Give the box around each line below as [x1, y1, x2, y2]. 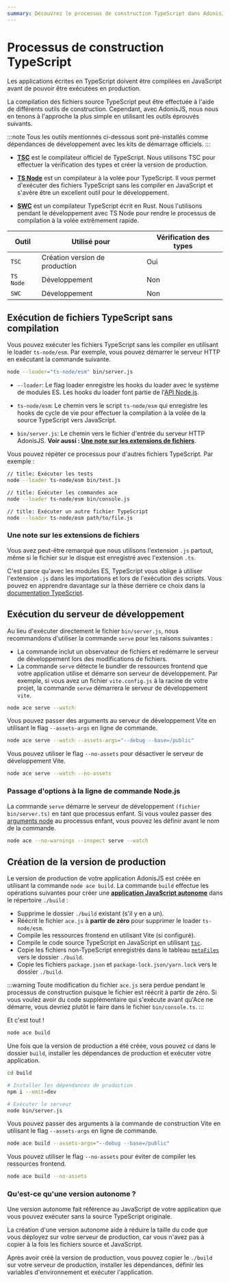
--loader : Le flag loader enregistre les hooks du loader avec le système [16, 381, 219, 389]
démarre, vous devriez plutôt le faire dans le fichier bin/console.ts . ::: [7, 1003, 204, 1011]
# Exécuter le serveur [7, 1101, 72, 1107]
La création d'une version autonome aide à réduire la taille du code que [7, 1225, 208, 1234]
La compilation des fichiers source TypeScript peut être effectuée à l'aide [7, 97, 214, 106]
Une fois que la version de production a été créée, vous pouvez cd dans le [7, 1042, 216, 1050]
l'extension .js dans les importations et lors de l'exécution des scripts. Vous [7, 574, 222, 582]
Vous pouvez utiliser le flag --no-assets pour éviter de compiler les [7, 1153, 196, 1161]
